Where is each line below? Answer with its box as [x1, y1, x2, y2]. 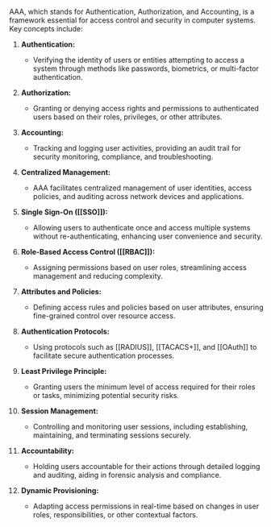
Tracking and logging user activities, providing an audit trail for [32, 143, 241, 152]
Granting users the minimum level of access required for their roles [32, 382, 256, 392]
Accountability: [20, 446, 75, 455]
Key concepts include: [9, 24, 83, 33]
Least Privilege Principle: [20, 367, 107, 376]
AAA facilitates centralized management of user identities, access [32, 183, 252, 193]
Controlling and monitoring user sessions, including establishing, [32, 422, 248, 431]
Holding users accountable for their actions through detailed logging [32, 462, 261, 471]
